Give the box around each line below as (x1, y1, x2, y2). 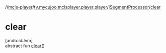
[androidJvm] (5, 37, 33, 43)
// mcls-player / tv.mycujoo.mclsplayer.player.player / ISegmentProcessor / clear (5, 4, 161, 10)
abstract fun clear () (5, 43, 45, 49)
